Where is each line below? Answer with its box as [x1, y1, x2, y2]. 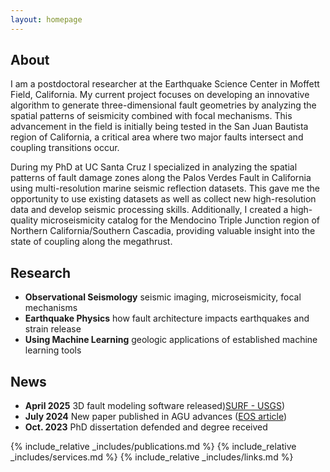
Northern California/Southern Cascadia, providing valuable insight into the [10, 225, 316, 237]
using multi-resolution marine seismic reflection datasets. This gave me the [10, 182, 321, 195]
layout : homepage [10, 14, 83, 25]
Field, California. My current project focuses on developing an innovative [10, 89, 310, 101]
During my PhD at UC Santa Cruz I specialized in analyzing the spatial [10, 161, 298, 173]
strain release [24, 323, 82, 335]
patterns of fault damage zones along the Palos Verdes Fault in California [10, 172, 312, 184]
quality [10, 214, 39, 226]
